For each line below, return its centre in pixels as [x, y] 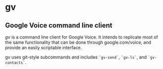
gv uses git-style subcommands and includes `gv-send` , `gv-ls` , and [76, 57]
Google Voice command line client [59, 25]
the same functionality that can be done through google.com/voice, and [78, 42]
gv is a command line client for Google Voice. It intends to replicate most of [81, 37]
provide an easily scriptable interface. [44, 48]
